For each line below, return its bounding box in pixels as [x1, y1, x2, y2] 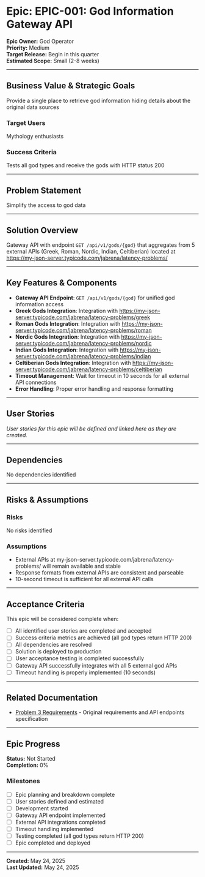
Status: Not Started [6, 755, 56, 762]
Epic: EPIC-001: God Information [6, 4, 174, 18]
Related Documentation [6, 693, 98, 703]
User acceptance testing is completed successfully [15, 655, 145, 662]
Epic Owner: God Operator [6, 37, 74, 45]
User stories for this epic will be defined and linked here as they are [6, 424, 177, 432]
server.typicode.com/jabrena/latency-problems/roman [15, 326, 153, 334]
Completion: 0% [6, 761, 49, 769]
